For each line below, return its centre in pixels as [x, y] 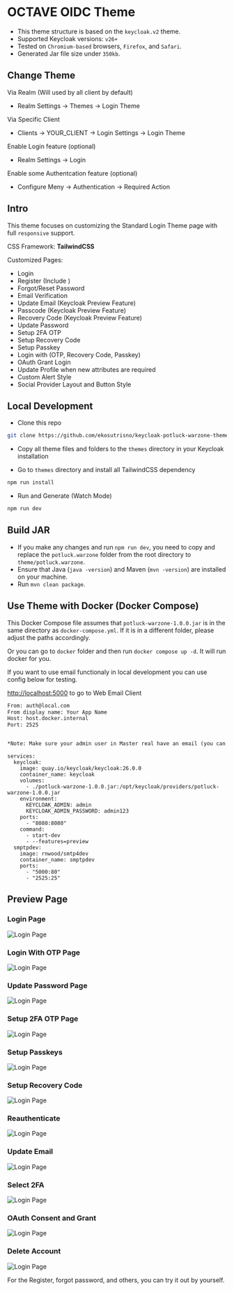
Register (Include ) [44, 281]
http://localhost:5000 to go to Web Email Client [75, 693]
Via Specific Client [34, 119]
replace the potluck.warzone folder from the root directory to [104, 554]
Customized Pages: [35, 260]
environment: [39, 799]
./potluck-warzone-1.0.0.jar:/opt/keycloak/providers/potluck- [126, 787]
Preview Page [38, 899]
